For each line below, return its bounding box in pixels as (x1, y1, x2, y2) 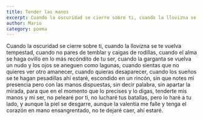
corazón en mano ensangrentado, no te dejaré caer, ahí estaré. (6, 107, 164, 114)
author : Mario (6, 20, 42, 26)
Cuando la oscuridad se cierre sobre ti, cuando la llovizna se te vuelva (6, 42, 182, 50)
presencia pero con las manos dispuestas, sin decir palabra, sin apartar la (6, 81, 191, 88)
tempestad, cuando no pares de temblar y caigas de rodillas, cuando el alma (6, 49, 197, 56)
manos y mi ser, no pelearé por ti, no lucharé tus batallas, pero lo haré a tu (6, 94, 192, 101)
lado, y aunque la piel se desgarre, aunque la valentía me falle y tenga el (6, 101, 187, 108)
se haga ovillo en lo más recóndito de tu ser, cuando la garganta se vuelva (6, 55, 192, 62)
